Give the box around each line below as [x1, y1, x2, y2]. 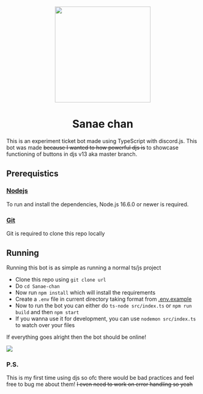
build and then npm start [15, 308, 79, 315]
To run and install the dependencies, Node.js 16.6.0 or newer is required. [6, 200, 189, 208]
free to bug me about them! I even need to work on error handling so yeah [6, 380, 193, 388]
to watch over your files [15, 321, 75, 328]
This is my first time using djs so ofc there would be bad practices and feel [6, 374, 194, 382]
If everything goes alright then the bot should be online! [6, 333, 147, 341]
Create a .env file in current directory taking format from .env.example [15, 295, 192, 303]
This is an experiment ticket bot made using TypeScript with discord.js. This [6, 137, 197, 145]
